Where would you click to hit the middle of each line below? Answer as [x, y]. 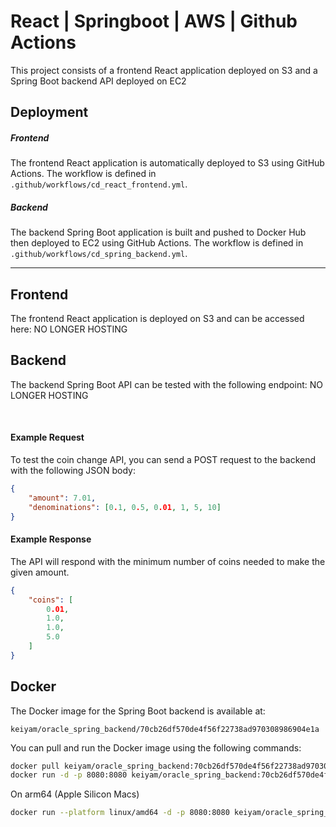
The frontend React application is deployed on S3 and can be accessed [157, 319]
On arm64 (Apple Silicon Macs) [75, 794]
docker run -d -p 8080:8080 [69, 775]
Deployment [49, 112]
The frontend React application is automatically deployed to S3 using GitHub [167, 163]
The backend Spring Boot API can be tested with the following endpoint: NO [166, 384]
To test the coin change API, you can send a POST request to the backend [163, 460]
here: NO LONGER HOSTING [69, 329]
